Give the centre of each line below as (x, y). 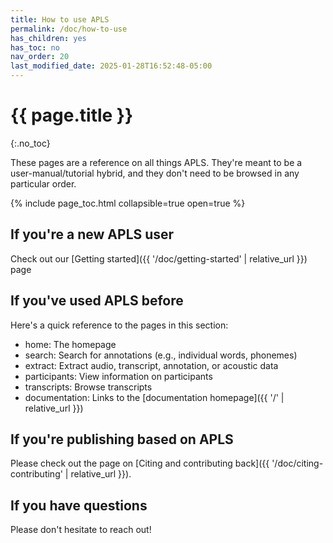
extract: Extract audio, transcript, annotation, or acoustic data (151, 365)
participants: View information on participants (118, 376)
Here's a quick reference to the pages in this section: (119, 325)
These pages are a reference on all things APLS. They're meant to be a (156, 162)
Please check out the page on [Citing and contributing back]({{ (140, 463)
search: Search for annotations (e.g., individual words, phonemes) (161, 355)
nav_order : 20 (40, 57)
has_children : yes (48, 38)
